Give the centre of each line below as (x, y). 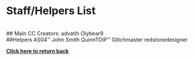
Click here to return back (38, 51)
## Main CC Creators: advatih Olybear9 (55, 33)
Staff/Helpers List (51, 11)
